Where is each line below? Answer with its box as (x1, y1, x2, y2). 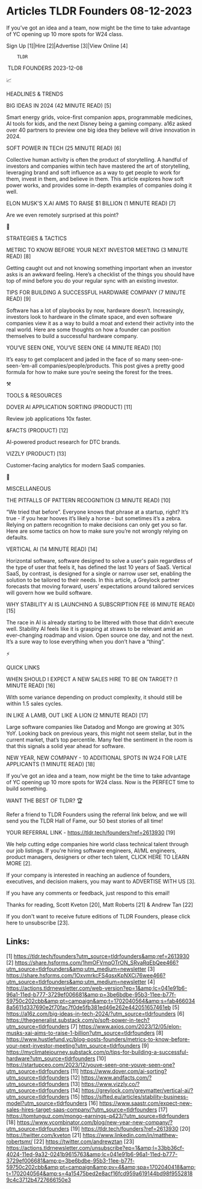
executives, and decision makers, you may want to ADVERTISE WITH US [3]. (6, 877, 196, 885)
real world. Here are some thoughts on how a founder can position (6, 326, 171, 333)
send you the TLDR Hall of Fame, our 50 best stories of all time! (6, 817, 164, 825)
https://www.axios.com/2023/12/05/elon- (79, 1022, 182, 1030)
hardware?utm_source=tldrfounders (6, 1054, 96, 1062)
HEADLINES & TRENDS (6, 90, 64, 97)
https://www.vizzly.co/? (81, 1080, 140, 1087)
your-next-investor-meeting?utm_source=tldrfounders (6, 1042, 141, 1049)
